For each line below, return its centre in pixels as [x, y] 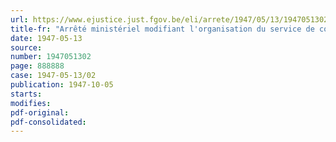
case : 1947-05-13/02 [53, 76]
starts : [26, 94]
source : [26, 47]
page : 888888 [37, 66]
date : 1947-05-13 [46, 38]
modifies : [31, 103]
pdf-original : [40, 112]
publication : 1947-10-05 [62, 85]
